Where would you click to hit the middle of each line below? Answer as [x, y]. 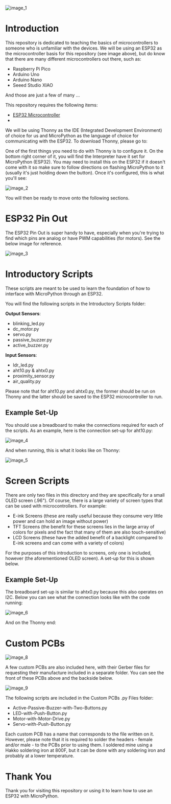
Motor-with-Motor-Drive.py [41, 719]
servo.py [22, 334]
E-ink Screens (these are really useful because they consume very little [88, 516]
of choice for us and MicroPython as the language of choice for [72, 135]
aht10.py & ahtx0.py [33, 370]
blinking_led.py [29, 323]
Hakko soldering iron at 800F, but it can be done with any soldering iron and [85, 750]
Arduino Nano [27, 80]
